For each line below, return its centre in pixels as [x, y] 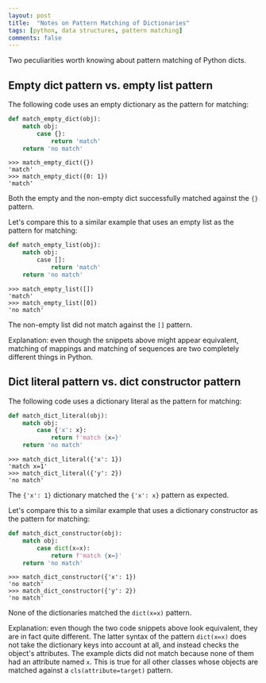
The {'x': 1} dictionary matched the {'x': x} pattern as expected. [119, 495]
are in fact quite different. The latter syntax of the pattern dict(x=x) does [127, 637]
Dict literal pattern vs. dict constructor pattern [125, 382]
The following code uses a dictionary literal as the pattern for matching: [125, 401]
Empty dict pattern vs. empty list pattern [110, 85]
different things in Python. [51, 357]
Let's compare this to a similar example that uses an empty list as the [121, 222]
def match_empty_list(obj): [55, 245]
